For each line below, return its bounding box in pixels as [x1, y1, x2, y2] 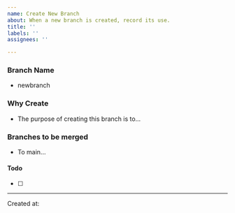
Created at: [7, 200, 40, 208]
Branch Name [7, 66, 55, 75]
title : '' [7, 23, 36, 30]
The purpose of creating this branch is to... [17, 115, 141, 123]
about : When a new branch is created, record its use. [7, 17, 171, 24]
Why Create [7, 98, 49, 108]
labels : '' [7, 29, 39, 37]
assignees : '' [7, 36, 49, 43]
